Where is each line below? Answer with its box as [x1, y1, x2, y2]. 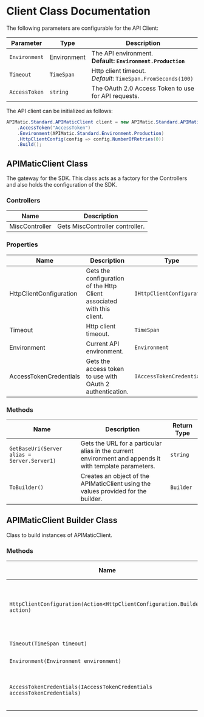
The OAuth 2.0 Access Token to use [91, 84, 194, 92]
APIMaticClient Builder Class [6, 515, 118, 525]
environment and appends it [80, 454, 161, 463]
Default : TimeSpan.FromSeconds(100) [91, 74, 194, 83]
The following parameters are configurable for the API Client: [6, 24, 159, 32]
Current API [86, 339, 120, 348]
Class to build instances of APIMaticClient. [6, 531, 112, 539]
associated [86, 297, 117, 305]
